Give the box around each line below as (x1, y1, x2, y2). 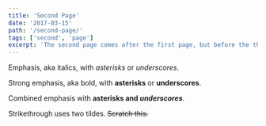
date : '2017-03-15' (8, 19, 73, 27)
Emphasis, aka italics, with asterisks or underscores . (8, 63, 180, 72)
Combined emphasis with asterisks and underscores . (8, 94, 185, 103)
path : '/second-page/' (8, 26, 83, 34)
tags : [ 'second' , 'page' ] (8, 33, 93, 42)
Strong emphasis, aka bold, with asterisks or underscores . (8, 78, 202, 88)
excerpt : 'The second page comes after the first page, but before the (8, 41, 249, 49)
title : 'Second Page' (8, 11, 80, 20)
